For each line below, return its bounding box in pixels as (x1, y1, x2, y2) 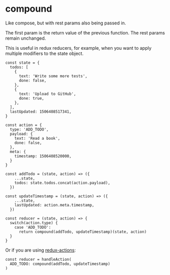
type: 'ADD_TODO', (10, 127, 49, 132)
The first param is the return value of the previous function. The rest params (5, 29, 165, 36)
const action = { (5, 123, 42, 128)
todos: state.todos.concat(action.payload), (14, 180, 110, 186)
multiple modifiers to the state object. (5, 50, 84, 56)
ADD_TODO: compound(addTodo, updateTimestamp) (10, 261, 110, 266)
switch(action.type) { (10, 220, 58, 225)
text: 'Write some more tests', (18, 73, 88, 79)
